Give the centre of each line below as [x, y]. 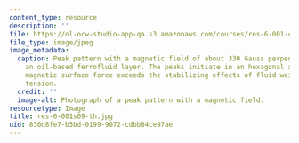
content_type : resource [53, 17]
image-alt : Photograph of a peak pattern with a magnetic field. [141, 100]
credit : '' [37, 91]
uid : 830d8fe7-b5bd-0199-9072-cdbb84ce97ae [91, 125]
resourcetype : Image [48, 108]
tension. [41, 83]
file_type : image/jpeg [51, 42]
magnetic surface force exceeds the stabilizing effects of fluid [151, 75]
